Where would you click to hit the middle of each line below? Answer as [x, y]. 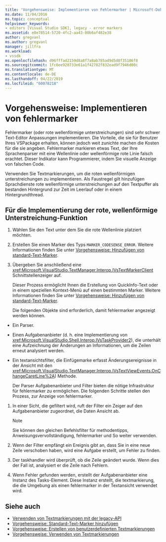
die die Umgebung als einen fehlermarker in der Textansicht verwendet [85, 485]
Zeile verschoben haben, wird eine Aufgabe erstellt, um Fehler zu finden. [86, 451]
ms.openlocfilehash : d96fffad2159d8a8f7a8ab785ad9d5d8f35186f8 [72, 60]
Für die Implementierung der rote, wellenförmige [82, 210]
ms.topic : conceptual [27, 19]
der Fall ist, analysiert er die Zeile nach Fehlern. [60, 465]
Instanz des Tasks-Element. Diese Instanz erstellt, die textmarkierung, [83, 480]
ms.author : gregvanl [26, 42]
